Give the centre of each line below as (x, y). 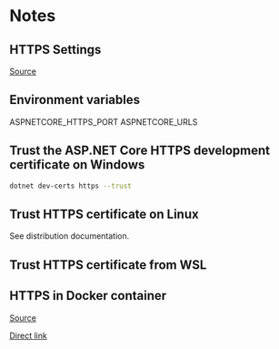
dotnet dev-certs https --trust (70, 186)
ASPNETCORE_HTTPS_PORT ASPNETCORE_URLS (104, 122)
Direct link (28, 335)
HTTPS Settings (55, 50)
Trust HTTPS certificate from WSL (108, 265)
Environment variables (75, 100)
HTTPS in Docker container (88, 296)
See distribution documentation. (70, 236)
